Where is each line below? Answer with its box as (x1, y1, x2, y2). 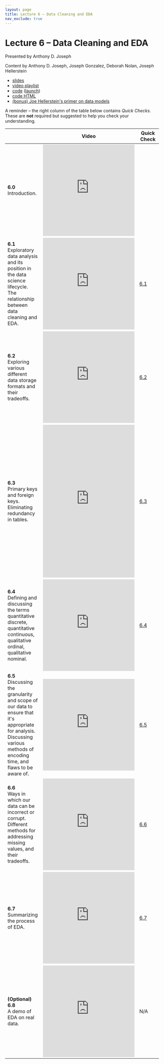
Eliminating (7, 504, 33, 511)
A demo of (7, 1008, 32, 1015)
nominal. (7, 655, 27, 662)
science (7, 277, 26, 284)
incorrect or (7, 809, 35, 816)
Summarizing (7, 912, 38, 918)
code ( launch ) (12, 88, 41, 94)
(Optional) (7, 996, 32, 1002)
